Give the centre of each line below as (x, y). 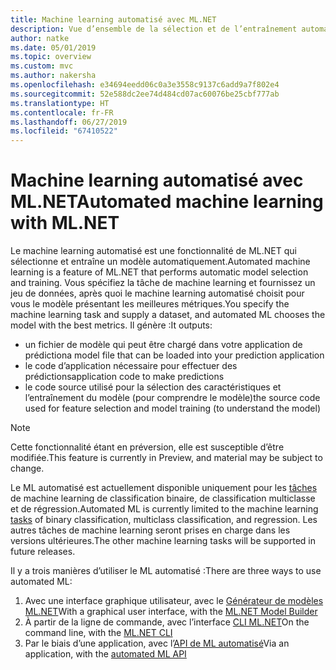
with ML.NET (65, 223)
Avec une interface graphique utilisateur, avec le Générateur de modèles (174, 601)
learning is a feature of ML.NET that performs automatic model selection (159, 272)
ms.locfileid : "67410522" (64, 131)
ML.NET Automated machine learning (167, 202)
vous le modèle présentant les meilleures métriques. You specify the (150, 304)
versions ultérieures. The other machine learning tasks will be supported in (163, 541)
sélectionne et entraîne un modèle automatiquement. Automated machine (160, 262)
